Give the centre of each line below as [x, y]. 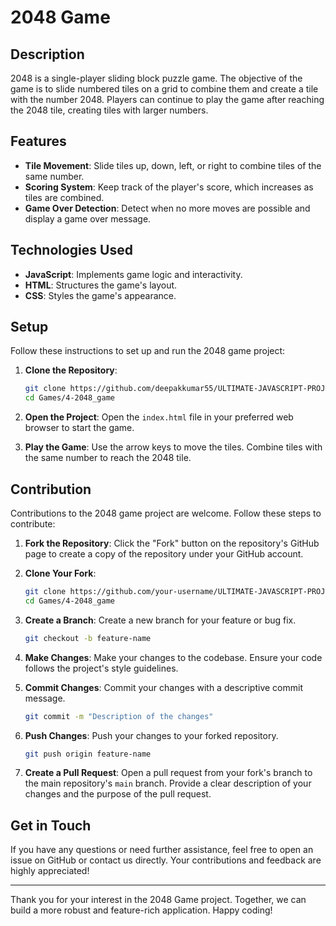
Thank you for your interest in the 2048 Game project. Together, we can [158, 900]
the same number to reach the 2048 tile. [108, 458]
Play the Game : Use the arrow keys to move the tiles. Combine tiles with [173, 447]
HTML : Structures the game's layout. [101, 285]
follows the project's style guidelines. [101, 668]
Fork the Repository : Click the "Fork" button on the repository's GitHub [172, 543]
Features [38, 141]
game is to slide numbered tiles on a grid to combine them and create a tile [164, 89]
